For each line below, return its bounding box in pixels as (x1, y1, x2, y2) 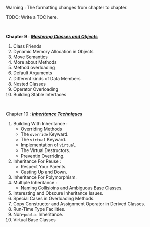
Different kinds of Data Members (13, 75, 81, 81)
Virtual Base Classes (13, 217, 56, 223)
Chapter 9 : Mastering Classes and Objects (6, 34, 98, 39)
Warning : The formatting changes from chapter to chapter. (6, 5, 128, 10)
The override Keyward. (20, 131, 69, 137)
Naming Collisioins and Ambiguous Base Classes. (20, 185, 123, 191)
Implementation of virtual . (20, 142, 77, 148)
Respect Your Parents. (20, 164, 67, 169)
